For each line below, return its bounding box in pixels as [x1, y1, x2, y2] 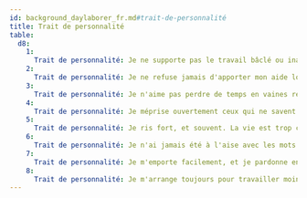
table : [9, 30, 35, 39]
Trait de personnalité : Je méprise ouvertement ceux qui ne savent [33, 107, 297, 116]
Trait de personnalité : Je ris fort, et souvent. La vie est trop [33, 124, 292, 133]
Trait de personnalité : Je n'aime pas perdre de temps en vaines [33, 89, 288, 99]
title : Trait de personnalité [9, 22, 125, 31]
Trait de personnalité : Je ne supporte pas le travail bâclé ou [33, 56, 284, 65]
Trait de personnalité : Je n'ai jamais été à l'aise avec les [33, 141, 276, 150]
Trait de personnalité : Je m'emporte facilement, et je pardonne [33, 157, 288, 167]
